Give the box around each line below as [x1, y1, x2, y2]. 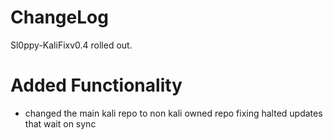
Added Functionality [10, 74, 183, 97]
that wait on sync [24, 117, 97, 130]
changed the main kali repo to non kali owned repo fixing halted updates [24, 107, 323, 119]
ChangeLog [10, 6, 109, 29]
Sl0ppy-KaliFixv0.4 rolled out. [10, 39, 133, 51]
